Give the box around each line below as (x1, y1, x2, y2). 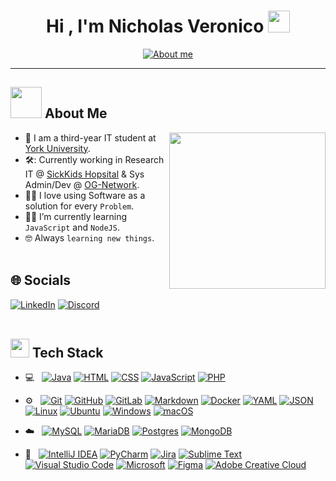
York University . (24, 142, 91, 154)
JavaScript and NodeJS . (24, 221, 120, 233)
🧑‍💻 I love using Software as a (24, 189, 146, 201)
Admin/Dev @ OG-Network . (24, 178, 140, 190)
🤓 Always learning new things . (24, 231, 155, 244)
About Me (44, 105, 108, 122)
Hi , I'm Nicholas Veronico (45, 15, 265, 38)
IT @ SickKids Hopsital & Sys (24, 168, 145, 180)
